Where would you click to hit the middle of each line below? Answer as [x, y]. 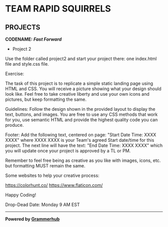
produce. [14, 125]
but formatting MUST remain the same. [45, 166]
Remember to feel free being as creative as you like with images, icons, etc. [83, 160]
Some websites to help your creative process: [52, 175]
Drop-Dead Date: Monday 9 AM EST [42, 204]
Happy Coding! [21, 195]
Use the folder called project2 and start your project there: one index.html [81, 59]
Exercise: [14, 74]
